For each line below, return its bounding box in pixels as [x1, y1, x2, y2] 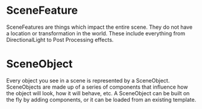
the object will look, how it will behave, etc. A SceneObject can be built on [6, 89, 190, 96]
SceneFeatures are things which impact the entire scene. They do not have [6, 23, 193, 31]
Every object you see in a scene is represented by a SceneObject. [6, 77, 170, 84]
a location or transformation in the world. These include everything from [6, 29, 186, 37]
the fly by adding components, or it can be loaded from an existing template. [6, 96, 197, 103]
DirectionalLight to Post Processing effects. [6, 36, 114, 43]
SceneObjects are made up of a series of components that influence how [6, 83, 188, 90]
